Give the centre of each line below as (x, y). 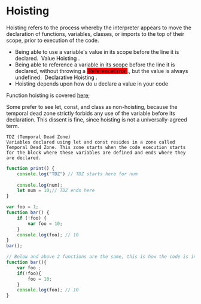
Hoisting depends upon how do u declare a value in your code (92, 83)
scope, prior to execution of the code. (53, 40)
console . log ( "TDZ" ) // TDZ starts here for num (77, 174)
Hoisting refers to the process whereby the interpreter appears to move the (99, 28)
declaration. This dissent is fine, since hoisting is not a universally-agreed (97, 119)
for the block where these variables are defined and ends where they (96, 153)
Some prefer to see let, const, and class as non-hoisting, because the (92, 107)
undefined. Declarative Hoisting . (56, 77)
